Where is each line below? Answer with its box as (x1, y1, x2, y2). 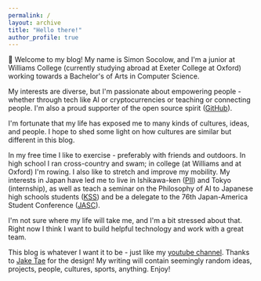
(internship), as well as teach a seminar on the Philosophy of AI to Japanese (8, 184, 253, 193)
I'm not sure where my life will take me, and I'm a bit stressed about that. (8, 216, 243, 225)
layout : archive (8, 19, 61, 27)
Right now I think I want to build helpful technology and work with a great (8, 224, 245, 234)
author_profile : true (8, 33, 79, 42)
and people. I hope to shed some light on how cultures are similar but (8, 127, 232, 137)
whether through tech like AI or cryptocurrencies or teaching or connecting (8, 95, 251, 104)
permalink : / (8, 11, 51, 20)
